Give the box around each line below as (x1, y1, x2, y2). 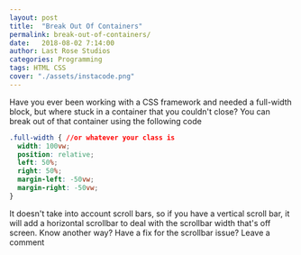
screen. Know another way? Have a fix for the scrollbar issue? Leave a (9, 227, 270, 238)
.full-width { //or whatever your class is (9, 132, 176, 142)
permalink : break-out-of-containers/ (9, 30, 151, 39)
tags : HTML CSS (9, 64, 67, 73)
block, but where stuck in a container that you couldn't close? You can (9, 105, 270, 117)
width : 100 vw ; (17, 141, 70, 150)
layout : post (9, 13, 59, 23)
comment (9, 236, 45, 248)
